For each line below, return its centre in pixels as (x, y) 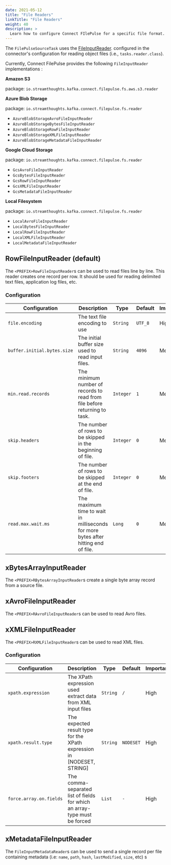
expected (79, 723)
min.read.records (29, 394)
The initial (90, 338)
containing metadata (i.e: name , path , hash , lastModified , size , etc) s (76, 857)
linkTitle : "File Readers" (34, 19)
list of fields (81, 795)
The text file (92, 317)
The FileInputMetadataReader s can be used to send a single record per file (83, 851)
